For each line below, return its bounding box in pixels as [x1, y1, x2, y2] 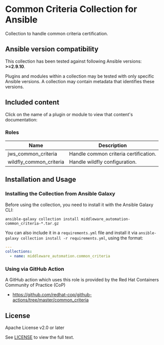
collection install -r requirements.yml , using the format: [20, 235, 144, 241]
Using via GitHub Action [5, 265, 65, 272]
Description [98, 142, 127, 149]
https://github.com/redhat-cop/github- [12, 292, 92, 298]
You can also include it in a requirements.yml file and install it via [5, 230, 138, 235]
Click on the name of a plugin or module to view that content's [5, 111, 133, 117]
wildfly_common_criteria [7, 158, 65, 165]
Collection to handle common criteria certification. [5, 30, 108, 36]
